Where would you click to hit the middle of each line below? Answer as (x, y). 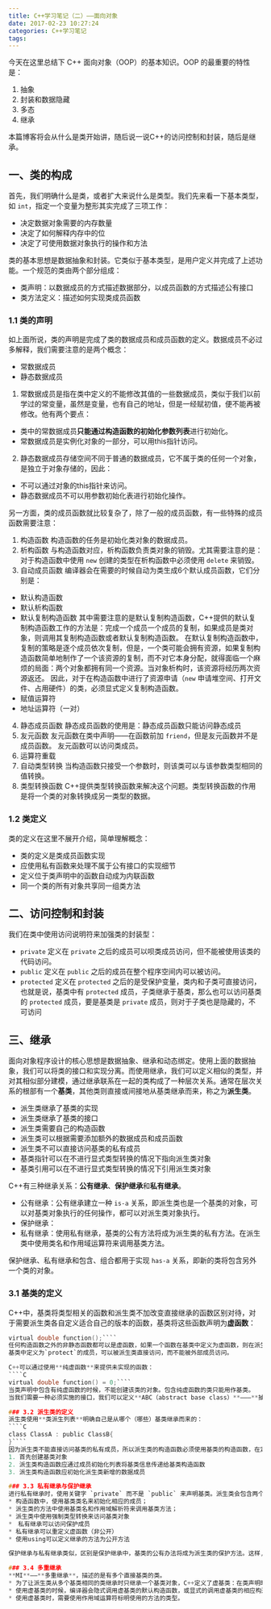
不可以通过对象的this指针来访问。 (75, 486)
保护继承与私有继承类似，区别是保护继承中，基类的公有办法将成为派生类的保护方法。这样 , (136, 1553)
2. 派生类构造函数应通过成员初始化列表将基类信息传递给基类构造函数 (107, 1465)
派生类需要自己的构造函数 (63, 1128)
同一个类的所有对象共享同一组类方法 (80, 886)
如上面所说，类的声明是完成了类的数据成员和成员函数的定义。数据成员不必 (132, 340)
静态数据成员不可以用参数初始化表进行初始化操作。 (105, 496)
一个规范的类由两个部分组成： (72, 270)
